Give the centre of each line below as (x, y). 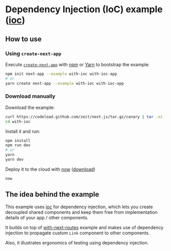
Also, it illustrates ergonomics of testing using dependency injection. (77, 242)
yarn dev (15, 160)
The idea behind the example (52, 194)
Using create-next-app (33, 53)
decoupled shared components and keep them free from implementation (81, 212)
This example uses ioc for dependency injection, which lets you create (79, 207)
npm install (18, 141)
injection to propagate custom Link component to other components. (78, 233)
